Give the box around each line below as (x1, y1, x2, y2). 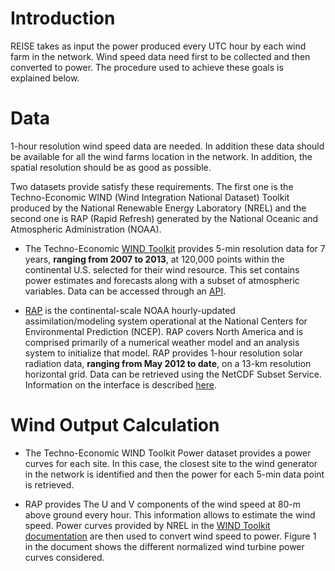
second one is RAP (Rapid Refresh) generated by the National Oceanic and (10, 212, 319, 224)
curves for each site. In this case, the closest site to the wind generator (24, 457, 318, 469)
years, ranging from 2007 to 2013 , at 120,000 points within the (24, 253, 285, 265)
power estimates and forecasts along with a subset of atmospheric (24, 274, 300, 286)
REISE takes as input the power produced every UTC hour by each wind (10, 40, 307, 52)
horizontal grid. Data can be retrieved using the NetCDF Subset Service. (24, 368, 322, 380)
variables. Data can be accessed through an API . (24, 285, 227, 297)
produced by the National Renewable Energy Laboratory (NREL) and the (10, 202, 307, 214)
